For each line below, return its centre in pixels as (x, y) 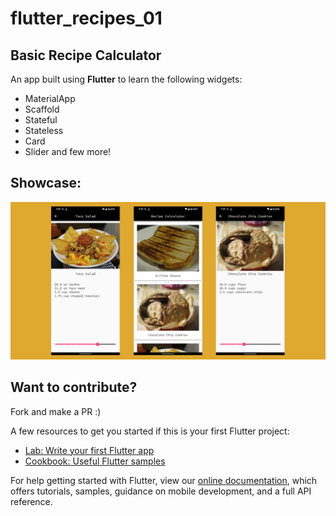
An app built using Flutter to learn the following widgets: (126, 79)
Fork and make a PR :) (56, 411)
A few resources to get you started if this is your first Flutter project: (150, 431)
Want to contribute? (74, 387)
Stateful (41, 120)
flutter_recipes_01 (86, 18)
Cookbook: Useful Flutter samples (95, 461)
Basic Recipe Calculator (86, 55)
